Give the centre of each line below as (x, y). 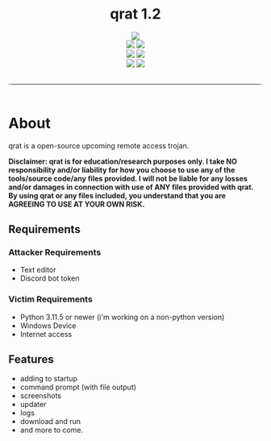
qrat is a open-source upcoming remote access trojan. (99, 145)
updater (33, 405)
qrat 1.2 (135, 14)
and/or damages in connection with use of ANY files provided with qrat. (131, 187)
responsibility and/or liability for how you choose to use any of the (122, 169)
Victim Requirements (50, 299)
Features (31, 360)
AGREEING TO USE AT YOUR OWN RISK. (77, 204)
